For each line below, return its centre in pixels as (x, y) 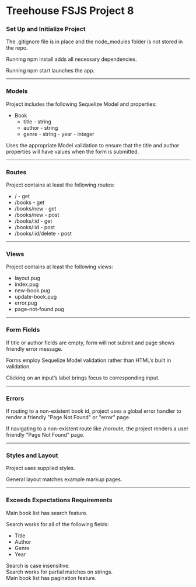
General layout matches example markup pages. (64, 479)
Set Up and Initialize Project (46, 29)
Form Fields (23, 330)
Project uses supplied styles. (41, 468)
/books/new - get (35, 209)
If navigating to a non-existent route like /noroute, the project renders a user (97, 429)
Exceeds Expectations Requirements (59, 500)
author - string (41, 127)
